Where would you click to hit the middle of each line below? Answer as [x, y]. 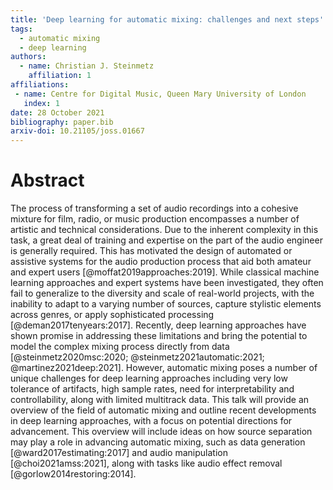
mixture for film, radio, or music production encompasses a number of [155, 219]
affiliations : [40, 85]
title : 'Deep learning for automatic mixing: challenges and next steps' [167, 19]
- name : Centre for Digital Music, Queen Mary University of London [160, 94]
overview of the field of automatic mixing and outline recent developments [163, 410]
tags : [21, 29]
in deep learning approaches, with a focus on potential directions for [151, 421]
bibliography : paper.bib [62, 122]
